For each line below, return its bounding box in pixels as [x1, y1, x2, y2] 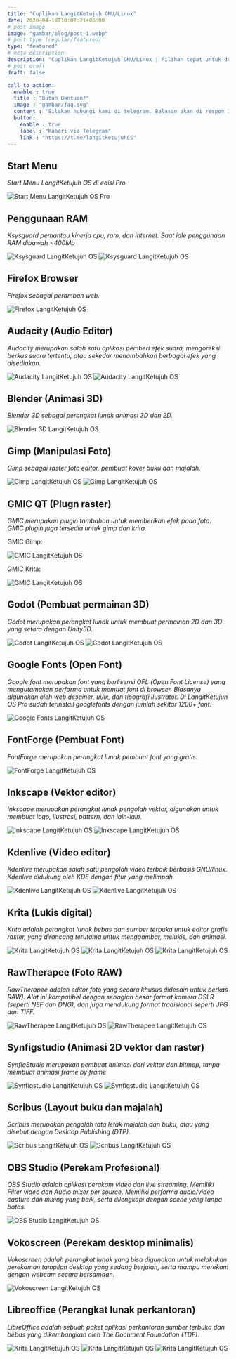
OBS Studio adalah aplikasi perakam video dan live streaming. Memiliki [7, 1181, 214, 1189]
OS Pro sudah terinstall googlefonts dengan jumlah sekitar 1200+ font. [7, 700, 212, 708]
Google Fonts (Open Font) [7, 659, 123, 671]
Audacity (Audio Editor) [7, 325, 113, 337]
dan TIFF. [7, 1007, 35, 1016]
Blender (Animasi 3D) [7, 393, 103, 405]
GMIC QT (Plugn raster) [7, 498, 112, 510]
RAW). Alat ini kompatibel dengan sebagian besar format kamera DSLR [7, 992, 214, 1001]
